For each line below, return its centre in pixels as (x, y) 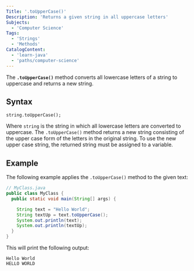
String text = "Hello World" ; (53, 209)
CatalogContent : (26, 50)
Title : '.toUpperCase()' (36, 11)
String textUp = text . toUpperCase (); (63, 215)
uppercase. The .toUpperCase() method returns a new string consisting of (95, 132)
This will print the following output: (48, 248)
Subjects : (18, 22)
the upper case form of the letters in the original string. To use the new (91, 139)
